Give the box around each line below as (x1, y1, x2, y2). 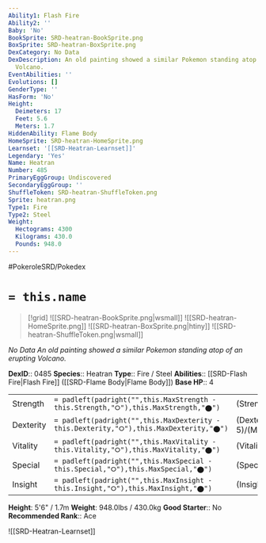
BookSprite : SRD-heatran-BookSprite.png (8, 33, 144, 42)
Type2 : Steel (8, 211, 51, 219)
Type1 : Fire (8, 203, 47, 211)
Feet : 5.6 (15, 115, 47, 123)
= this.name (8, 289, 87, 304)
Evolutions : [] (8, 78, 59, 86)
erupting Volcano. (8, 354, 67, 363)
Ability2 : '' (8, 19, 51, 27)
